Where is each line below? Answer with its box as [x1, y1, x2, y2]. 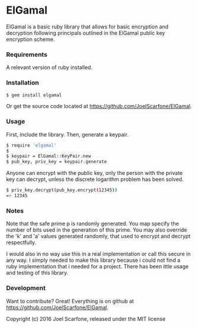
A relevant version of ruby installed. [6, 64, 93, 71]
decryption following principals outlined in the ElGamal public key [6, 29, 165, 36]
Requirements [6, 50, 48, 59]
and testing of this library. [6, 269, 69, 277]
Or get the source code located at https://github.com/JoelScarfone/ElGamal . [6, 103, 192, 110]
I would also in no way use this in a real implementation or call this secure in [6, 251, 191, 258]
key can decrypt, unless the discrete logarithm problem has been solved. [6, 176, 184, 183]
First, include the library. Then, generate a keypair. [6, 131, 129, 138]
